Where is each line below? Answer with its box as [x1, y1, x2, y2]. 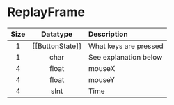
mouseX [88, 63, 116, 73]
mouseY [88, 74, 115, 84]
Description [88, 29, 128, 39]
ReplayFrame [7, 4, 86, 20]
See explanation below [88, 52, 163, 62]
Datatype [41, 29, 73, 39]
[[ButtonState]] [32, 41, 82, 51]
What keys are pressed [88, 41, 164, 51]
